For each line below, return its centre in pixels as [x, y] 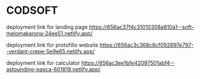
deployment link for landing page [47, 27]
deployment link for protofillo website [52, 45]
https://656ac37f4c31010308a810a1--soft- [141, 27]
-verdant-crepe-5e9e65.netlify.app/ [50, 51]
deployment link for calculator [43, 63]
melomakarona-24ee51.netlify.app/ [50, 33]
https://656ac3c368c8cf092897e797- [147, 45]
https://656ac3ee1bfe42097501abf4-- [128, 63]
